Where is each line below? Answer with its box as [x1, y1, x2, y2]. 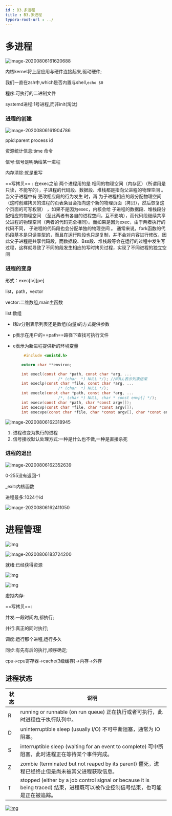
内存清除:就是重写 [5, 170, 43, 176]
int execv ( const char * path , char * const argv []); [21, 400, 132, 405]
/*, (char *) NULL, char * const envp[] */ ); [58, 395, 157, 401]
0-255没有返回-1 [5, 472, 40, 478]
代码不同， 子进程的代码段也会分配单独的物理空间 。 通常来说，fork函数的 [5, 225, 161, 231]
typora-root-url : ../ [5, 17, 54, 22]
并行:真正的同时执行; [5, 625, 49, 631]
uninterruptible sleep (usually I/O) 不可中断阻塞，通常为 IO [20, 725, 160, 733]
